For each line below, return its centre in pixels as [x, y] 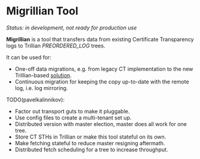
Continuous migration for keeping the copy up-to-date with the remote [102, 82]
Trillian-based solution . [43, 75]
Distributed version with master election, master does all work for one [101, 124]
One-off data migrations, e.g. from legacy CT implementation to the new [104, 69]
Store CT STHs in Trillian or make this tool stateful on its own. [90, 137]
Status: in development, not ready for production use [72, 28]
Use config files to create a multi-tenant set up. [73, 118]
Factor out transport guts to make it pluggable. [72, 111]
